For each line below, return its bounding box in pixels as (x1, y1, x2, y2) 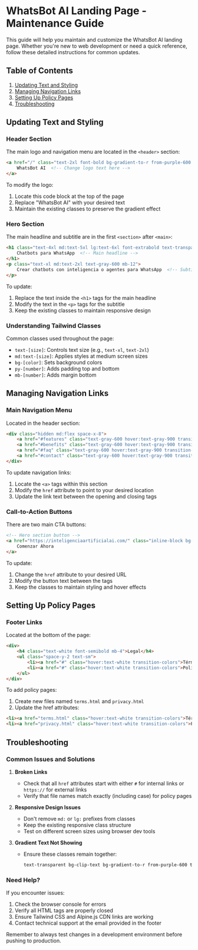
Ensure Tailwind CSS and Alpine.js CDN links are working (14, 913, 154, 921)
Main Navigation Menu (6, 406, 72, 414)
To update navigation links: (6, 469, 72, 476)
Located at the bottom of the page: (6, 632, 91, 639)
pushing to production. (6, 937, 62, 944)
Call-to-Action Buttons (6, 507, 72, 516)
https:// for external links (23, 786, 87, 793)
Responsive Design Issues (14, 803, 81, 811)
